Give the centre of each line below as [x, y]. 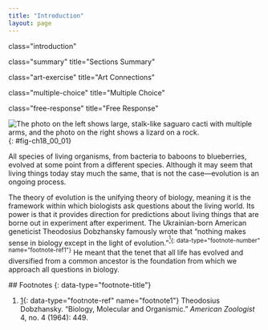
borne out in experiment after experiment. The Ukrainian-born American [128, 223]
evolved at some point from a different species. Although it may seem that [130, 164]
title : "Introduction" [46, 16]
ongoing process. [37, 182]
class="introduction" [43, 46]
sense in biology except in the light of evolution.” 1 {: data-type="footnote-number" [134, 241]
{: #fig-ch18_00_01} [40, 140]
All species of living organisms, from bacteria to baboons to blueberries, [128, 156]
